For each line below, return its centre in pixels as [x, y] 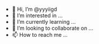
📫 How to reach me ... [40, 35]
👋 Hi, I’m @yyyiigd [34, 9]
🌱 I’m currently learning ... [44, 22]
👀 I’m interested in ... [37, 15]
